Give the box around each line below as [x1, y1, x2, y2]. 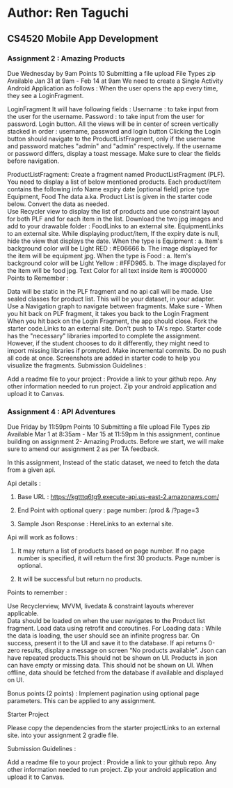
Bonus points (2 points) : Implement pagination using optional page [7, 689, 200, 698]
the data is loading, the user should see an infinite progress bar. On [7, 631, 200, 640]
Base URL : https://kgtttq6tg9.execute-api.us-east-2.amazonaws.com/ [17, 493, 219, 501]
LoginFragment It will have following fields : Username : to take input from [7, 104, 219, 113]
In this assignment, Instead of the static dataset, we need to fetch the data [7, 458, 220, 467]
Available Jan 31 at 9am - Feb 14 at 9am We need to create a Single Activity [7, 77, 224, 85]
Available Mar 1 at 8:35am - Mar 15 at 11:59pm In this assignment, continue [7, 430, 220, 439]
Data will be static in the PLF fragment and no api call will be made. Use [7, 287, 212, 295]
